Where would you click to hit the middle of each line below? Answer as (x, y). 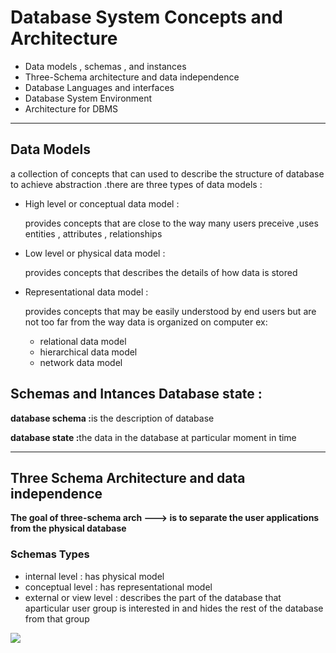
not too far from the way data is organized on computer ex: (146, 322)
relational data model (83, 341)
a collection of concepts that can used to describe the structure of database (167, 173)
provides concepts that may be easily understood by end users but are (170, 311)
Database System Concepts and (146, 17)
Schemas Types (50, 554)
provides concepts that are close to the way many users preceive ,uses (171, 223)
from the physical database (68, 528)
